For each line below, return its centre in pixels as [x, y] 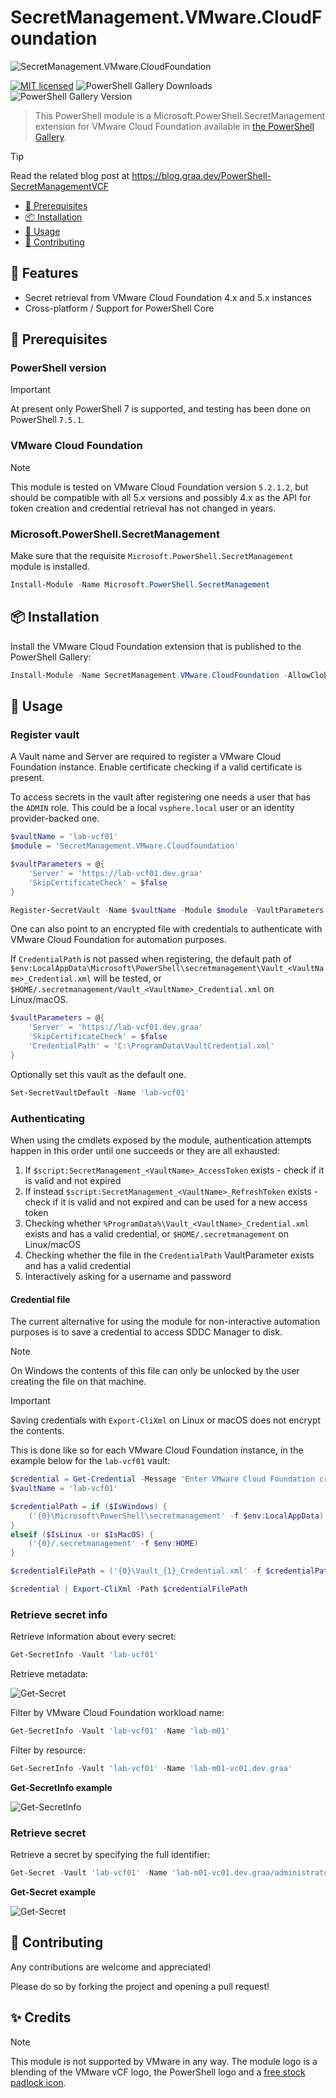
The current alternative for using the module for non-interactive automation [165, 1322]
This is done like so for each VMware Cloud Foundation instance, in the [157, 1450]
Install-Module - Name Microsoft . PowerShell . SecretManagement [140, 585]
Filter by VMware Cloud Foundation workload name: [117, 1713]
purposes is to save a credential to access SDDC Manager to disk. [146, 1332]
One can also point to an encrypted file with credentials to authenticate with [166, 929]
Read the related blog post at [70, 175]
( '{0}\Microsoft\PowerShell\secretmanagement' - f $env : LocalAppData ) [176, 1516]
